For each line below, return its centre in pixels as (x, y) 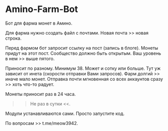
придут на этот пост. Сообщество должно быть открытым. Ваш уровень (83, 53)
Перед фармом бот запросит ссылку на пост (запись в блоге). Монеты (82, 48)
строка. (13, 38)
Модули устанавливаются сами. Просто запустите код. (65, 113)
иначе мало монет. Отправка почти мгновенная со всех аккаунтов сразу (84, 79)
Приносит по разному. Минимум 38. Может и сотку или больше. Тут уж (83, 68)
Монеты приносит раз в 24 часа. (41, 94)
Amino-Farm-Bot (42, 9)
